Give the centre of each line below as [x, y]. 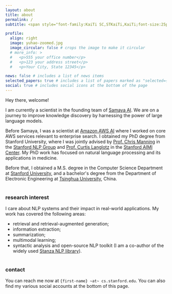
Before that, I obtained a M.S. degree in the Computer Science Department [84, 168]
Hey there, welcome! [27, 100]
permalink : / [19, 19]
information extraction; [37, 229]
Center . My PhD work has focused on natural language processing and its [83, 152]
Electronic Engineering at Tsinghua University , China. [61, 178]
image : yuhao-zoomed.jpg [36, 43]
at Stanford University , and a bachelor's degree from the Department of [81, 173]
